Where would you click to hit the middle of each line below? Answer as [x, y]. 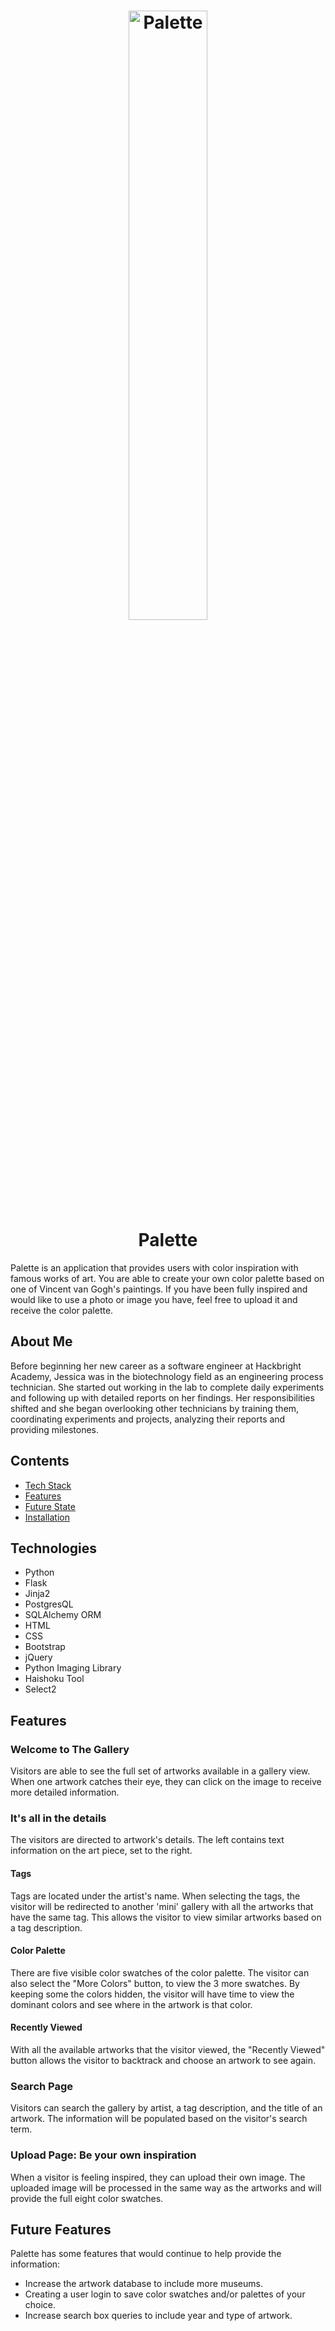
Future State [50, 1506]
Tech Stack [48, 1485]
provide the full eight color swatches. [87, 2198]
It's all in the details [58, 1818]
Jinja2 [37, 1594]
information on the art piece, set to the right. [101, 1851]
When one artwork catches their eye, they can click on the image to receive [166, 1782]
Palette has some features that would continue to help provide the [146, 2254]
